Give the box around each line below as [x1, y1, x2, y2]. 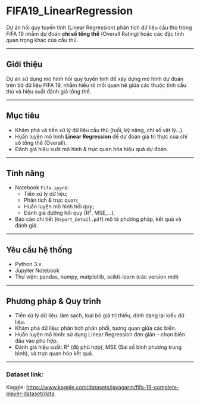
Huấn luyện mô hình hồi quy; [23, 203, 94, 210]
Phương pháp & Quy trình [6, 296, 101, 306]
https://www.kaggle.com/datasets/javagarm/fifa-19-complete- [26, 384, 180, 391]
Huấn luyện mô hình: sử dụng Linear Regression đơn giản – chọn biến [14, 331, 186, 338]
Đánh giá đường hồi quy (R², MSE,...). [23, 210, 115, 217]
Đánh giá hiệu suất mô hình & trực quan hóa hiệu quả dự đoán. [14, 145, 168, 152]
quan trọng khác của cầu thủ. [6, 36, 79, 43]
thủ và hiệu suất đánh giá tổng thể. [6, 88, 92, 95]
